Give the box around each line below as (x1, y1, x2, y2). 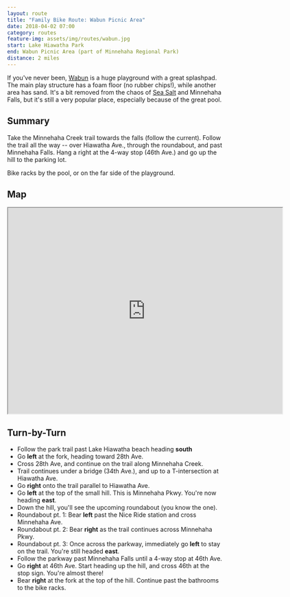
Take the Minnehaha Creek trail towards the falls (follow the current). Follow (7, 133, 221, 141)
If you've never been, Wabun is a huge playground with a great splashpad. (7, 73, 217, 82)
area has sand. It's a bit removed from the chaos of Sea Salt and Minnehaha (7, 88, 221, 96)
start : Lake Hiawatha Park (7, 42, 84, 49)
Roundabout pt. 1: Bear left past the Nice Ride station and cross (16, 511, 197, 519)
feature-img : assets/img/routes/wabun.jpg (7, 36, 130, 43)
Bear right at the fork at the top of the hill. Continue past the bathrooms (16, 576, 219, 585)
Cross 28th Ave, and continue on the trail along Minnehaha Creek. (16, 460, 204, 468)
